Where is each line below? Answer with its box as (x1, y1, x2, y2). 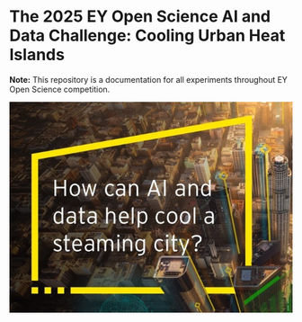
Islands (9, 45, 66, 65)
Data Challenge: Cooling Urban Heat (9, 25, 286, 46)
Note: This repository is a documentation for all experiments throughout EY (9, 74, 288, 85)
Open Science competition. (9, 84, 111, 94)
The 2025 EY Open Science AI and (9, 6, 271, 27)
